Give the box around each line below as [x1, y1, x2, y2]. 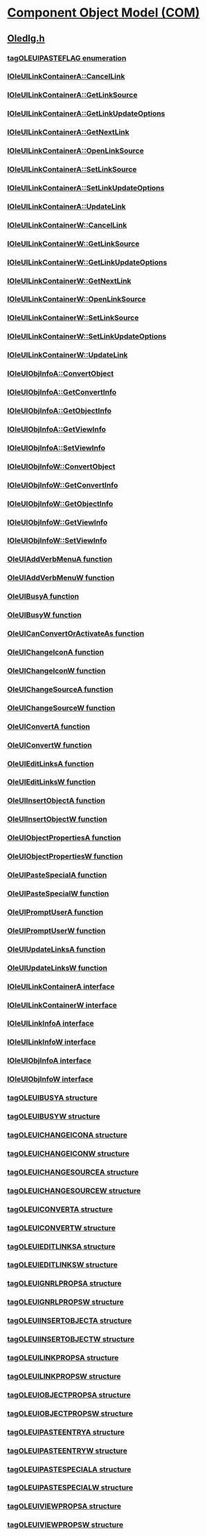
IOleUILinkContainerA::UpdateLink [7, 201, 126, 211]
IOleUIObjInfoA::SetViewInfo [7, 443, 106, 453]
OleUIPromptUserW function [7, 925, 106, 935]
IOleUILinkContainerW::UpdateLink [7, 350, 128, 360]
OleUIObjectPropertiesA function [7, 833, 121, 842]
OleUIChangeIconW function [7, 666, 106, 676]
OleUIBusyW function [7, 611, 82, 620]
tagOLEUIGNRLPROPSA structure [7, 1279, 122, 1288]
